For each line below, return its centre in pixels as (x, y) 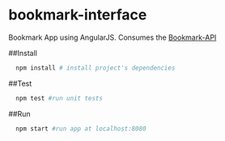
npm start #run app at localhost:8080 (81, 128)
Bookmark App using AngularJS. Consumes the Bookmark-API (112, 37)
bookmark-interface (78, 15)
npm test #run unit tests (59, 98)
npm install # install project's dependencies (96, 68)
